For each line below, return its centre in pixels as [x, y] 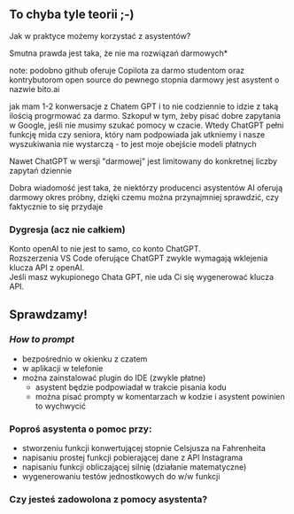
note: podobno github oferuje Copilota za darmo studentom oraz [127, 70]
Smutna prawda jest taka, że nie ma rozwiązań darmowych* [119, 53]
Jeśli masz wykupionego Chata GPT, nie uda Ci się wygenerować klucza [142, 277]
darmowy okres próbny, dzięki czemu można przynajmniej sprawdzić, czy [144, 197]
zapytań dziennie [41, 170]
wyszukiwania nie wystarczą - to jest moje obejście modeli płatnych [133, 144]
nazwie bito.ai [35, 89]
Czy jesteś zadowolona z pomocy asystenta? [108, 500]
